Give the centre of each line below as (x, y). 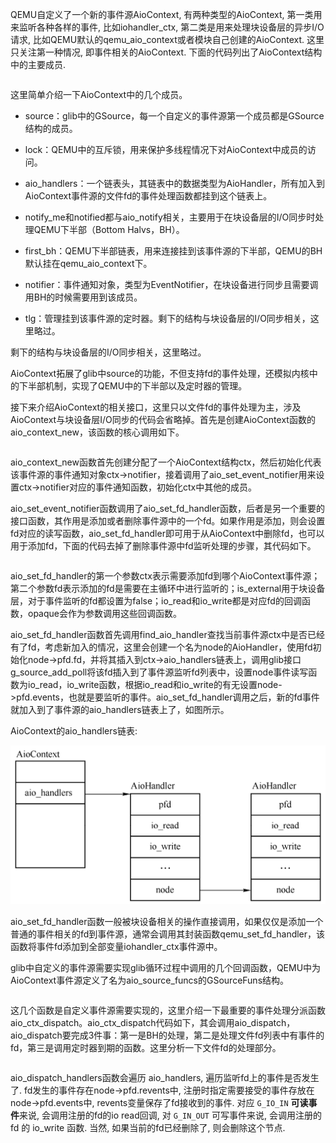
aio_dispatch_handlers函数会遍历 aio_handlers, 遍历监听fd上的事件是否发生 (165, 1078)
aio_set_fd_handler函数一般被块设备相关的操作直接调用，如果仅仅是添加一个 (167, 922)
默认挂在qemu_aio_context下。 (88, 263)
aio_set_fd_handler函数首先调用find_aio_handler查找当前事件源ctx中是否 (159, 634)
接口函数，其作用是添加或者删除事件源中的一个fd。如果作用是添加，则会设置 (168, 521)
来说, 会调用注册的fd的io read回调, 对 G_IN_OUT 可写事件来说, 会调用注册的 (170, 1115)
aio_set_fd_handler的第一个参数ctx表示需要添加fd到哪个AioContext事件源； (165, 576)
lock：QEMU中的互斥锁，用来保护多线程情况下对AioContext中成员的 (166, 149)
